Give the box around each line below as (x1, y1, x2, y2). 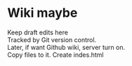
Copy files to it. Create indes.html (7, 51, 104, 59)
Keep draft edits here (7, 28, 69, 37)
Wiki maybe (7, 5, 78, 21)
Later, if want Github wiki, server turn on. (7, 43, 126, 51)
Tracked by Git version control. (7, 35, 97, 44)
